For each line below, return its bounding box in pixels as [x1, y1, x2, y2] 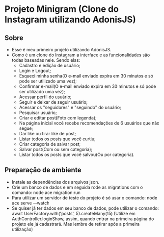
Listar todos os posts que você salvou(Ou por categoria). [19, 152, 135, 158]
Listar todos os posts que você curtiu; [19, 136, 96, 142]
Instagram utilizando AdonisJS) [4, 14, 136, 25]
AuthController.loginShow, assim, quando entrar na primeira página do [11, 216, 154, 222]
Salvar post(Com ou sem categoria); [19, 147, 93, 152]
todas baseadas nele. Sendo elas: [11, 57, 81, 63]
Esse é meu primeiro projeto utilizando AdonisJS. [11, 47, 111, 52]
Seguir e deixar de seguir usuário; [19, 99, 88, 105]
